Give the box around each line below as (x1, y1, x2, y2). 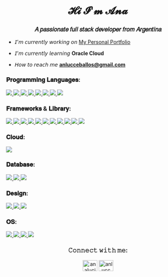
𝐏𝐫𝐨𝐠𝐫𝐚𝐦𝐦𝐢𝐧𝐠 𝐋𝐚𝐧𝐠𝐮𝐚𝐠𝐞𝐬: (6, 76, 80, 84)
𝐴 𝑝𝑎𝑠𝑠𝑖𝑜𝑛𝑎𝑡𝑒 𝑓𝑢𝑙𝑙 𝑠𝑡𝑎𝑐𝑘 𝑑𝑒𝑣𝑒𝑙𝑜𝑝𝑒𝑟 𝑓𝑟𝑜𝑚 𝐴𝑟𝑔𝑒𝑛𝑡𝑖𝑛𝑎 (34, 25, 162, 33)
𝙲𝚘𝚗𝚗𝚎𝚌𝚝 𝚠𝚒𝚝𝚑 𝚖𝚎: (68, 247, 128, 255)
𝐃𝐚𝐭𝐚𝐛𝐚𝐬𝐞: (6, 161, 36, 169)
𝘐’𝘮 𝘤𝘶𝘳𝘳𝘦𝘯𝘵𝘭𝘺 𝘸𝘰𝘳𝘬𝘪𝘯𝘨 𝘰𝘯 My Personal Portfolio (14, 39, 131, 46)
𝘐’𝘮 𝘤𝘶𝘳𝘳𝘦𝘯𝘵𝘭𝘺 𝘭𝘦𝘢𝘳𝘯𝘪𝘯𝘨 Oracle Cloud (14, 50, 104, 57)
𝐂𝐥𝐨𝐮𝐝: (6, 133, 25, 141)
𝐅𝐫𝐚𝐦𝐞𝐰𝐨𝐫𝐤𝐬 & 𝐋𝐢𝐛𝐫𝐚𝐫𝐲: (6, 104, 71, 112)
